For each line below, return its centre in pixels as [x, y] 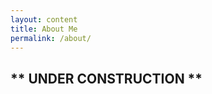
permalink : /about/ [51, 38]
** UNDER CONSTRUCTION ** [106, 78]
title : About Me [44, 29]
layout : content [44, 19]
